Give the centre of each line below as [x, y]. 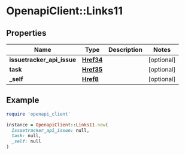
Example [23, 100]
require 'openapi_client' [38, 114]
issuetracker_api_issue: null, [51, 130]
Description [125, 50]
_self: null [27, 141]
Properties [26, 33]
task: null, [27, 136]
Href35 [92, 69]
